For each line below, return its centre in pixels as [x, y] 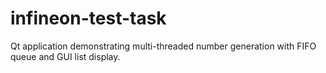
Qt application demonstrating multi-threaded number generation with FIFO [163, 46]
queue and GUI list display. [65, 56]
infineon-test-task [88, 18]
